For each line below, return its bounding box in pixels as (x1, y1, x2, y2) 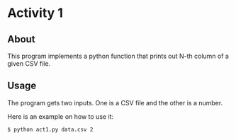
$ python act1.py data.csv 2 (7, 126, 94, 133)
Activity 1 (7, 5, 64, 21)
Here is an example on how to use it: (7, 112, 114, 121)
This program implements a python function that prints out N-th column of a (7, 52, 229, 60)
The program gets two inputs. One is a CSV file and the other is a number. (7, 98, 223, 107)
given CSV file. (7, 59, 51, 68)
